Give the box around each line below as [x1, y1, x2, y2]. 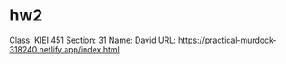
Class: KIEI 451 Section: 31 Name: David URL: [9, 35, 177, 45]
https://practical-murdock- [178, 35, 277, 45]
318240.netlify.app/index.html [9, 44, 120, 54]
